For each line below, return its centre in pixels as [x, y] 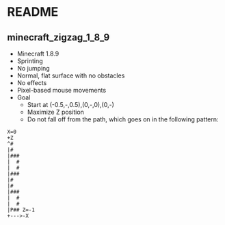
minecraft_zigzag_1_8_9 [58, 37]
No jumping [33, 68]
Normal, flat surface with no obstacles [71, 75]
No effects [32, 83]
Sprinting [30, 61]
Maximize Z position [55, 112]
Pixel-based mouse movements [62, 90]
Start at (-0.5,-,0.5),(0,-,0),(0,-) [71, 105]
